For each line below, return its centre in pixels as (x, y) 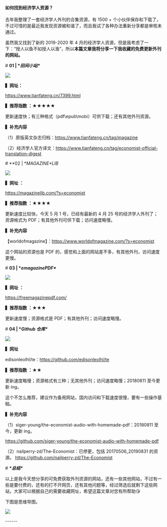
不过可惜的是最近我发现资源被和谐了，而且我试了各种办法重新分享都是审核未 (83, 26)
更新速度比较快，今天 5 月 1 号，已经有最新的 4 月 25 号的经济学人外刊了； (82, 214)
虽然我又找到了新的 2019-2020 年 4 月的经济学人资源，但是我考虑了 (75, 43)
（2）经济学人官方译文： (31, 148)
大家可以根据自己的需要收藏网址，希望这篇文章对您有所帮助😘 (77, 491)
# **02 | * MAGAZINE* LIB (32, 163)
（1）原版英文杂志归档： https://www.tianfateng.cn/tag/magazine (72, 137)
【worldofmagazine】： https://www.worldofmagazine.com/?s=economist (80, 241)
